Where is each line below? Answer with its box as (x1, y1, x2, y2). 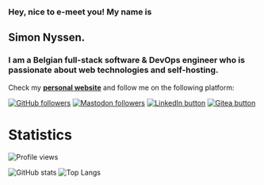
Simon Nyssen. (8, 31, 86, 44)
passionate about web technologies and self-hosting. (8, 64, 219, 75)
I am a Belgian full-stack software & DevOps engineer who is (8, 55, 246, 66)
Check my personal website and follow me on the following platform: (8, 83, 235, 92)
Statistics (8, 125, 73, 144)
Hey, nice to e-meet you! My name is (8, 6, 152, 17)
